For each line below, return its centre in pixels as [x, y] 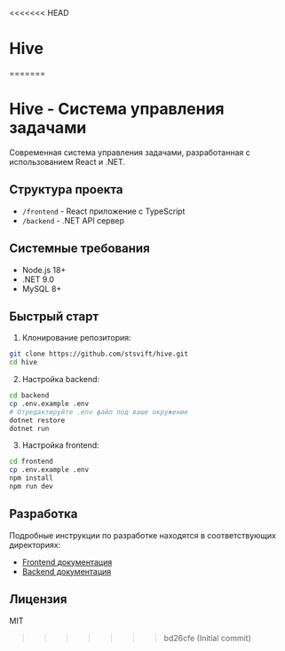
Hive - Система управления [117, 109]
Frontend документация [67, 561]
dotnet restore [37, 420]
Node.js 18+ [44, 270]
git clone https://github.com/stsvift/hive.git [99, 354]
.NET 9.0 [38, 279]
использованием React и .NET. [67, 161]
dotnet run [29, 428]
